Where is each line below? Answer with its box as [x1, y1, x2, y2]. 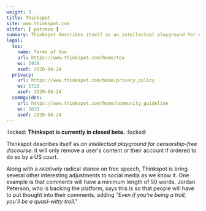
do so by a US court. [6, 153, 58, 161]
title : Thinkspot [6, 15, 51, 21]
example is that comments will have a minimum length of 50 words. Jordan [6, 178, 196, 186]
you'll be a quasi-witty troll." [6, 198, 78, 205]
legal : [6, 37, 23, 44]
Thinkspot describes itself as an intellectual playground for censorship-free [6, 140, 197, 148]
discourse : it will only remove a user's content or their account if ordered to [6, 147, 197, 154]
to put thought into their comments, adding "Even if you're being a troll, [6, 191, 186, 199]
